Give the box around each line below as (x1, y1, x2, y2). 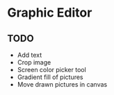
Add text (17, 51, 42, 59)
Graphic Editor (7, 5, 92, 21)
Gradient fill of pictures (17, 73, 83, 81)
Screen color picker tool (17, 66, 87, 74)
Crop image (17, 58, 51, 67)
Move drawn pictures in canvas (17, 80, 108, 88)
